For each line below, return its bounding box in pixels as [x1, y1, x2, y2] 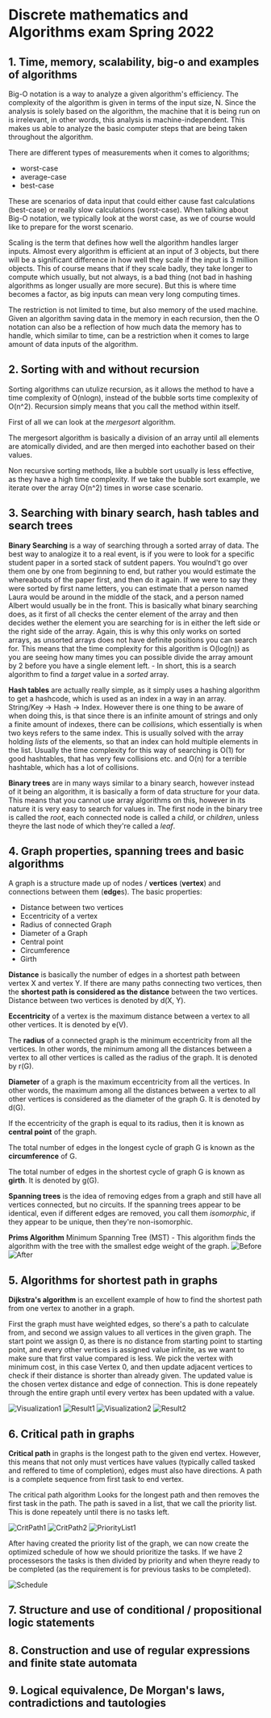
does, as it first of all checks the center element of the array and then [8, 609, 239, 619]
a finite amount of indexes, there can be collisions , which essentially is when [8, 719, 263, 729]
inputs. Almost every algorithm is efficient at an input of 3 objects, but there [8, 247, 260, 256]
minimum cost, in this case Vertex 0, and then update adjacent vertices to [8, 1362, 252, 1372]
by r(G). [8, 1061, 35, 1071]
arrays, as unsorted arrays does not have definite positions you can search [8, 635, 257, 645]
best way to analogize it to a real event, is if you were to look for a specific [8, 548, 255, 559]
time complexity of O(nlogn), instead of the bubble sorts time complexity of [8, 392, 259, 402]
